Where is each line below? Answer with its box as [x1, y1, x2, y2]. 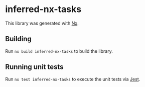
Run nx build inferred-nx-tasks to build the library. [5, 48, 113, 54]
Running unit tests [5, 63, 64, 71]
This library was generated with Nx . [5, 20, 79, 26]
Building [5, 35, 32, 43]
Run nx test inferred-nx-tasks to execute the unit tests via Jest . [5, 76, 140, 82]
